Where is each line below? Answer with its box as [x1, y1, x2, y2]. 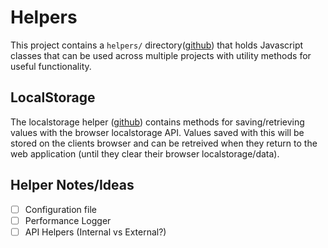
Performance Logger [24, 214, 112, 226]
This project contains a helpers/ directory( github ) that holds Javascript [10, 39, 304, 51]
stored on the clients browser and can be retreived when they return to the [10, 137, 318, 149]
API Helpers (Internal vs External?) [24, 226, 167, 238]
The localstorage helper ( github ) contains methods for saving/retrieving [10, 116, 305, 128]
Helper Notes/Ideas [10, 177, 135, 194]
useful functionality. [10, 60, 92, 72]
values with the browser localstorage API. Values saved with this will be [10, 126, 305, 138]
